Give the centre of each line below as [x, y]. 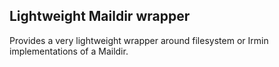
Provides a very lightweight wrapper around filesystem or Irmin [139, 40]
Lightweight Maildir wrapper [100, 16]
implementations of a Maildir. [69, 51]
